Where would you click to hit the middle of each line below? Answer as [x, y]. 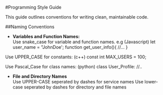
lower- [151, 82]
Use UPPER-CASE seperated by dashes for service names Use [78, 82]
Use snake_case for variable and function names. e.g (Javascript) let [84, 42]
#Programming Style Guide [33, 7]
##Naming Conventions [30, 27]
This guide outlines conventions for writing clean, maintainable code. [77, 17]
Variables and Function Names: [46, 36]
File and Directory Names [40, 76]
